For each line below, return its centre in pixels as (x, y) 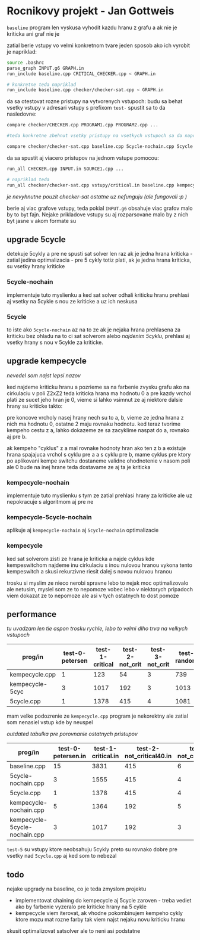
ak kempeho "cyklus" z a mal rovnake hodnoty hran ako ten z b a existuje (96, 448)
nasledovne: (22, 114)
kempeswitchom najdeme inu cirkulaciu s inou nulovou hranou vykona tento (99, 565)
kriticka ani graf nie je (33, 33)
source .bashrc (26, 63)
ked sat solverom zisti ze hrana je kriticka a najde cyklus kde (81, 559)
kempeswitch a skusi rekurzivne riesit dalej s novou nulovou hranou (90, 571)
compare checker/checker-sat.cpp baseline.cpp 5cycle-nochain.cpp (91, 147)
